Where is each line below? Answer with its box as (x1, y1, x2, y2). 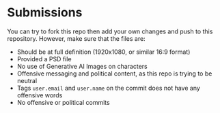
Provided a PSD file (16, 54, 72, 63)
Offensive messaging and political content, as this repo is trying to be (16, 69, 212, 78)
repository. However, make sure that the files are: (7, 34, 146, 42)
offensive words (16, 91, 63, 99)
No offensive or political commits (16, 98, 111, 106)
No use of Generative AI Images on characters (16, 62, 148, 70)
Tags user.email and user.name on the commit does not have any (16, 84, 200, 92)
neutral (16, 76, 38, 84)
